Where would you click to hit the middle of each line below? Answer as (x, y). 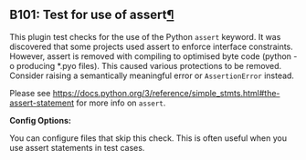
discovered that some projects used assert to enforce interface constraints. (152, 46)
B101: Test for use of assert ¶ (92, 15)
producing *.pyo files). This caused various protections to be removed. (149, 65)
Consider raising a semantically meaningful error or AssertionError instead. (152, 75)
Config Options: (40, 120)
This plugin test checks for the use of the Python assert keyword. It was (145, 36)
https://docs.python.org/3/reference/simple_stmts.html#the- (166, 93)
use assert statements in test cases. (77, 147)
